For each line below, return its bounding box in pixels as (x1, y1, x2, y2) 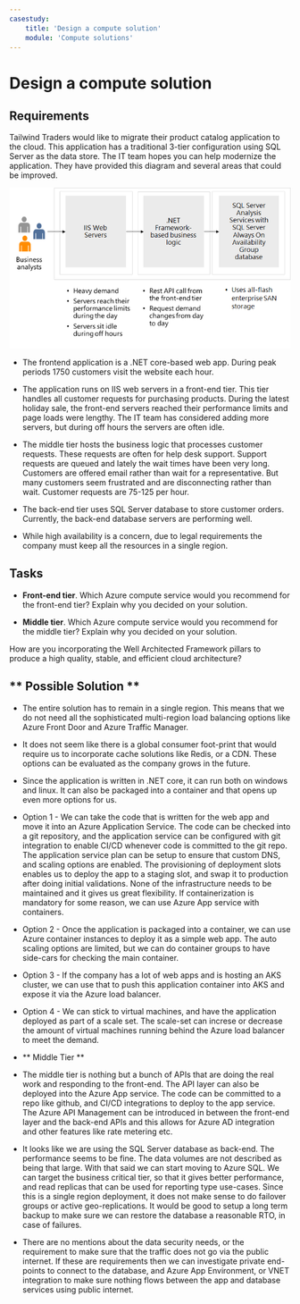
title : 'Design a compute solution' (25, 23, 162, 33)
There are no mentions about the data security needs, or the (21, 1236, 245, 1247)
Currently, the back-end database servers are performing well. (21, 513, 253, 524)
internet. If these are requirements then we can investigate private (21, 1256, 265, 1266)
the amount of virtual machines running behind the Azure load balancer (21, 1024, 286, 1036)
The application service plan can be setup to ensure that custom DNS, (21, 849, 281, 860)
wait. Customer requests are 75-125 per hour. (21, 486, 190, 497)
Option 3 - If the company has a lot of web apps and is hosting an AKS (21, 970, 282, 980)
